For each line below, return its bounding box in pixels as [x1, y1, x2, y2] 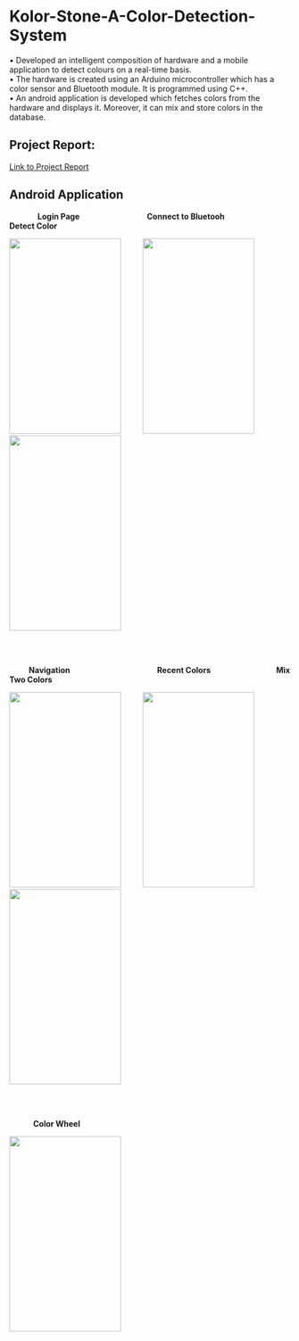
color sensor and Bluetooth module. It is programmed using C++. [9, 83, 248, 94]
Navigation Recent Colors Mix [28, 664, 291, 675]
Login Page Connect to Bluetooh [37, 211, 225, 221]
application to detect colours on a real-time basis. [9, 64, 192, 75]
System [9, 25, 68, 46]
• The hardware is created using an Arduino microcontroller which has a [9, 73, 275, 84]
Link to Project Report [9, 161, 89, 171]
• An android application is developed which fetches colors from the [9, 92, 261, 104]
